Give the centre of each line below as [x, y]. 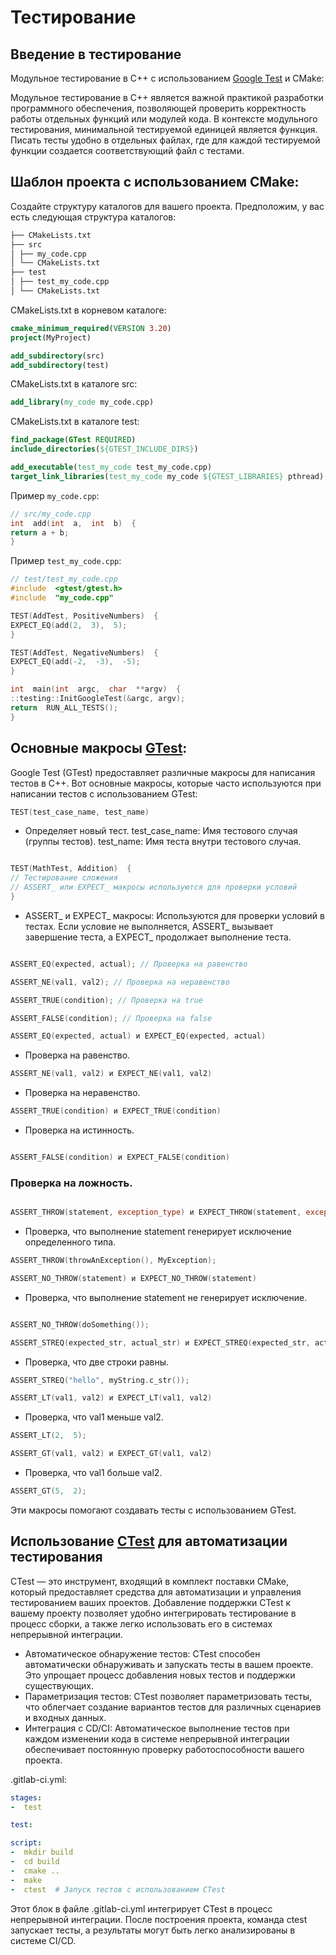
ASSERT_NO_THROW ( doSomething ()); [80, 1324]
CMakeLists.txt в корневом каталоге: [88, 310]
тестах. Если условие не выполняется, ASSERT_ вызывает [149, 926]
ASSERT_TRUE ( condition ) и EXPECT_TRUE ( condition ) [116, 1111]
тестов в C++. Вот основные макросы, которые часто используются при [166, 783]
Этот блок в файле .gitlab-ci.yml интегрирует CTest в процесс [141, 1908]
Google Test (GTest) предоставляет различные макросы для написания [163, 772]
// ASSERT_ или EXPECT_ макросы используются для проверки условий [154, 887]
